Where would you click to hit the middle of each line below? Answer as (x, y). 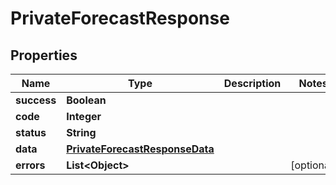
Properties (44, 55)
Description (252, 83)
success (36, 100)
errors (30, 165)
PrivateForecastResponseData (140, 149)
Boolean (86, 100)
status (31, 132)
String (81, 132)
